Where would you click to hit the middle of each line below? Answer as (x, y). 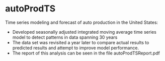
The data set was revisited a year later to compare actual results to (81, 42)
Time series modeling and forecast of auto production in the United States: (82, 22)
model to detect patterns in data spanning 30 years (65, 37)
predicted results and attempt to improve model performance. (76, 48)
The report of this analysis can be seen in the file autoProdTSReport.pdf (86, 53)
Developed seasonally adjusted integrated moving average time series (84, 32)
